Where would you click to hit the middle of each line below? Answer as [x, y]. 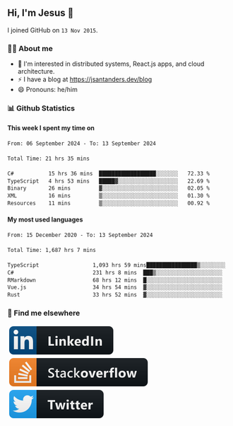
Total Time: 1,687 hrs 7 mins [52, 251]
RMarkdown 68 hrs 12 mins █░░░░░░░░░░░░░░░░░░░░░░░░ [115, 280]
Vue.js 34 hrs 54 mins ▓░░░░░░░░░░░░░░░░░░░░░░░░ [115, 287]
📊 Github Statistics [41, 108]
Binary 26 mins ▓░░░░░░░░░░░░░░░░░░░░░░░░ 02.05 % [109, 188]
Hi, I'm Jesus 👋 [41, 13]
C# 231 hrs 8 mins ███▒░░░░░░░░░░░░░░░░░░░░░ [115, 272]
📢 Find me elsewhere [44, 313]
